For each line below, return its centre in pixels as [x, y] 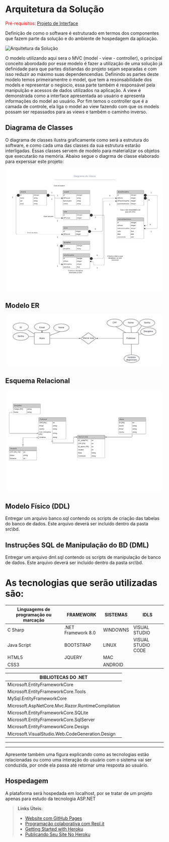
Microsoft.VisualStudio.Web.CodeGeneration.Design [61, 734]
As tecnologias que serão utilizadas [81, 583]
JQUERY [73, 657]
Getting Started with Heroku [54, 829]
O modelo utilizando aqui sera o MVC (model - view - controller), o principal [84, 58]
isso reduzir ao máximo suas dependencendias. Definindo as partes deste [82, 74]
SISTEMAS [116, 614]
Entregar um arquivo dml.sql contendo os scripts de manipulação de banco [83, 557]
